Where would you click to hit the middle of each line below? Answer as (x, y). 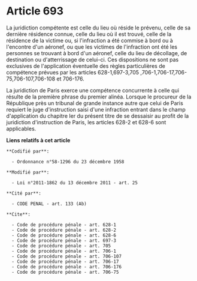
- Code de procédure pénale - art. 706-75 (65, 272)
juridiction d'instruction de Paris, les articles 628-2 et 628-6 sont (86, 122)
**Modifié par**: (28, 172)
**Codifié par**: (28, 151)
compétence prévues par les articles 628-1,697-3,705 (73, 72)
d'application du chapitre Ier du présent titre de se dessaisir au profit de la (98, 116)
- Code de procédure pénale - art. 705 (61, 246)
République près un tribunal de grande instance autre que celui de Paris (95, 103)
